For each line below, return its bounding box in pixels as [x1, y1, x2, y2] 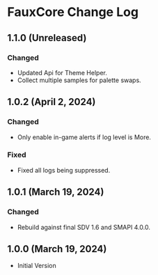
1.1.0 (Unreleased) [7, 32, 87, 44]
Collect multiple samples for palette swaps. [17, 76, 141, 84]
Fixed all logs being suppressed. [17, 166, 111, 174]
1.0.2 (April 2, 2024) [7, 96, 96, 108]
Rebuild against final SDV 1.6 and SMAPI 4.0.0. [17, 223, 151, 231]
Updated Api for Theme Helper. [17, 68, 108, 77]
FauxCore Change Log [7, 4, 139, 20]
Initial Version [17, 262, 57, 270]
